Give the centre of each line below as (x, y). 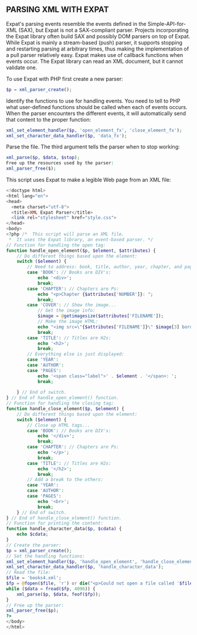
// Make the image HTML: (68, 322)
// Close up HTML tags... (59, 425)
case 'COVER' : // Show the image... (72, 305)
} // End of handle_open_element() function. (62, 398)
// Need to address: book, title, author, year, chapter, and (105, 267)
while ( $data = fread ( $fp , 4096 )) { (51, 589)
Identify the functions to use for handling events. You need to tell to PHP (93, 101)
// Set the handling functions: (45, 556)
